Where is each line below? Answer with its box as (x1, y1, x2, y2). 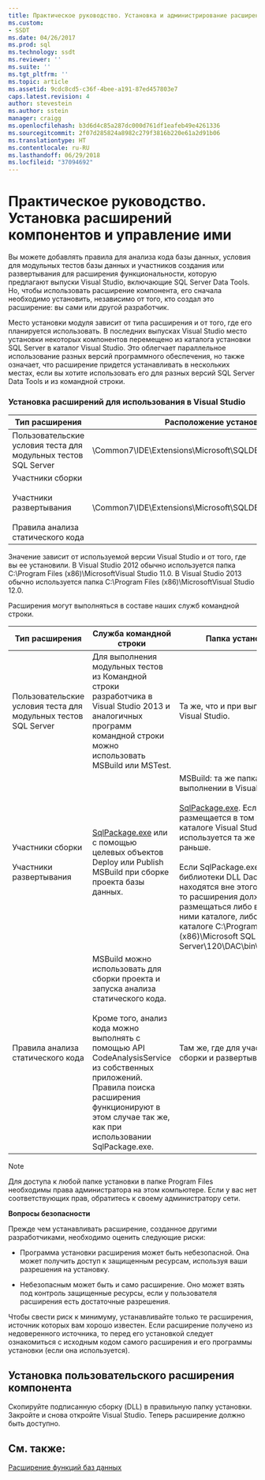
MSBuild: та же (178, 773, 236, 784)
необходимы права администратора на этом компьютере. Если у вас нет (8, 1185, 257, 1195)
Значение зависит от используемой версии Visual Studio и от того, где (8, 552, 247, 562)
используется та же (178, 832, 256, 843)
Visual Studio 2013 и (91, 701, 171, 712)
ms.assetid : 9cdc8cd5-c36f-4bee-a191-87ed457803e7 (8, 85, 178, 93)
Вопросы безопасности (8, 1209, 91, 1218)
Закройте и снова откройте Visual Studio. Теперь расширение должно (8, 1410, 246, 1420)
